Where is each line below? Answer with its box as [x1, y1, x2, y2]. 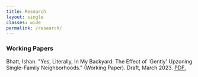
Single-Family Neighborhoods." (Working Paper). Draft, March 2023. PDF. [6, 64, 186, 71]
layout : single [6, 14, 44, 20]
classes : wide [6, 19, 41, 25]
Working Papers [6, 45, 54, 53]
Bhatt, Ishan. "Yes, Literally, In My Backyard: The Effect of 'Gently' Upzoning [6, 58, 193, 65]
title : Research [6, 8, 46, 15]
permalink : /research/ [6, 25, 62, 31]
